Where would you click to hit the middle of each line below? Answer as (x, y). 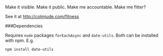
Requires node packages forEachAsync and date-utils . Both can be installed (82, 35)
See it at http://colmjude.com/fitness (42, 16)
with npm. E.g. (20, 40)
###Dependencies (24, 26)
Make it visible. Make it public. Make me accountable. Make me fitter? (76, 7)
